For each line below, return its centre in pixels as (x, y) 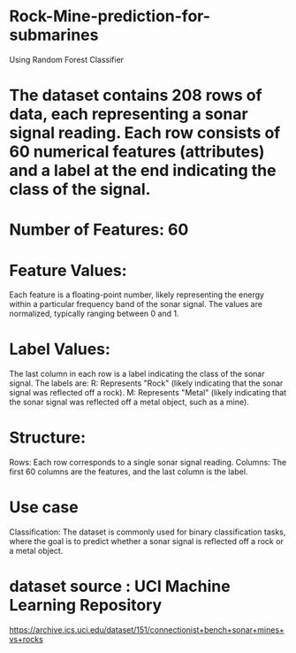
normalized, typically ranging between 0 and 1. (94, 314)
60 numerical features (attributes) (137, 152)
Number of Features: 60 (99, 230)
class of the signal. (80, 190)
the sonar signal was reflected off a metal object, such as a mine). (129, 402)
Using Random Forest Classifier (67, 59)
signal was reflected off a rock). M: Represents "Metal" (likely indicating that (148, 393)
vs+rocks (27, 639)
